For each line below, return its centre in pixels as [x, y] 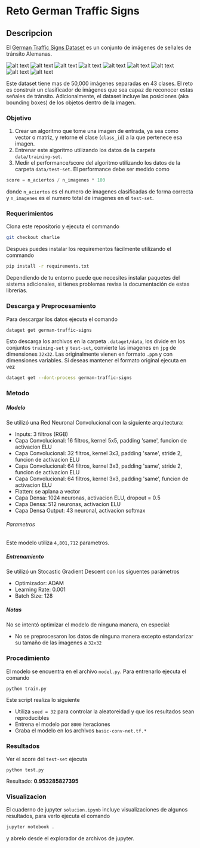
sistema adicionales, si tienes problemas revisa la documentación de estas [98, 284]
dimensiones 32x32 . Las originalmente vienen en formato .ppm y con [90, 354]
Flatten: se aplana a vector [47, 492]
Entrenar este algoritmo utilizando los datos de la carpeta [85, 150]
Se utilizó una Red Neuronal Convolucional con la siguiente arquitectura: [95, 423]
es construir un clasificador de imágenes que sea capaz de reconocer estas [100, 90]
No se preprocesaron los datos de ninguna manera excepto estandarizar [104, 637]
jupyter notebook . [30, 827]
